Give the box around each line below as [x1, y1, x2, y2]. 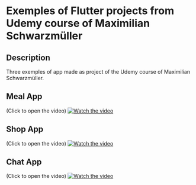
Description [6, 52, 50, 62]
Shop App [6, 124, 44, 134]
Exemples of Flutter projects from [6, 4, 175, 18]
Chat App [6, 157, 42, 167]
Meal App [6, 91, 43, 101]
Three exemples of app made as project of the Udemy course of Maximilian [6, 68, 191, 75]
